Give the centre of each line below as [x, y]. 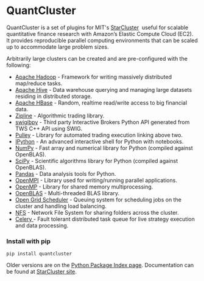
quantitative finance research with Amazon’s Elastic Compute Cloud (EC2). [100, 33]
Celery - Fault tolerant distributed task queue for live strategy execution [105, 219]
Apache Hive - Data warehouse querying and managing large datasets [104, 89]
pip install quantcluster [39, 254]
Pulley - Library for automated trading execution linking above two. [99, 135]
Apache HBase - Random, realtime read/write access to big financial [101, 102]
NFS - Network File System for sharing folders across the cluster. [97, 212]
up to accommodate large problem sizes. [58, 47]
